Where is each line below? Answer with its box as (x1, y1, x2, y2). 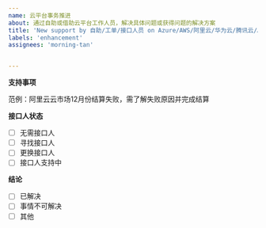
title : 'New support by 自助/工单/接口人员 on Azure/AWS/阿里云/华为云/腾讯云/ (8, 26, 257, 34)
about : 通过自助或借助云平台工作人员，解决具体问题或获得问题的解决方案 (8, 19, 216, 27)
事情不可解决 (19, 201, 62, 211)
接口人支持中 (19, 158, 62, 167)
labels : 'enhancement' (8, 33, 83, 42)
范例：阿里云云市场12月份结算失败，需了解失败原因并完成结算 (8, 94, 210, 104)
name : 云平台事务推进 (8, 11, 71, 20)
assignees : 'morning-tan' (8, 41, 93, 49)
